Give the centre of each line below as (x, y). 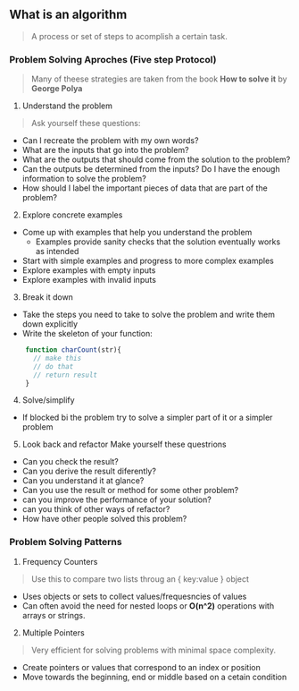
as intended (57, 252)
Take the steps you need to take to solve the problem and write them (148, 315)
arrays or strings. (54, 615)
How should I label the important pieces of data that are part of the (145, 188)
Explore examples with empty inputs (89, 270)
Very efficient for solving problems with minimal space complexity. (154, 650)
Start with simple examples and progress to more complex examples (148, 261)
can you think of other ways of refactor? (96, 509)
